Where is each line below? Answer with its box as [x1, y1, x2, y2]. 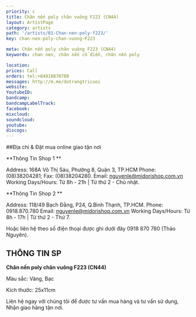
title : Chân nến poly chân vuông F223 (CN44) [6, 14, 119, 20]
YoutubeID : [6, 89, 33, 95]
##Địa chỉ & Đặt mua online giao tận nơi [6, 144, 101, 151]
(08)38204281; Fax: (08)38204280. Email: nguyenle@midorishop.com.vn [6, 173, 183, 180]
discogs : [6, 128, 27, 133]
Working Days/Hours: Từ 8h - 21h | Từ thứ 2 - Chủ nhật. [6, 179, 140, 186]
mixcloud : [6, 111, 30, 117]
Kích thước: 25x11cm [6, 286, 56, 293]
